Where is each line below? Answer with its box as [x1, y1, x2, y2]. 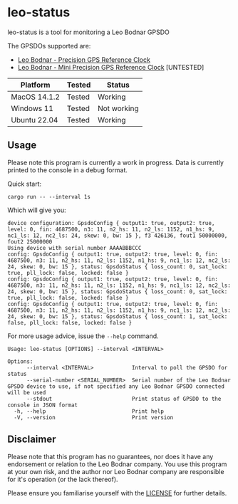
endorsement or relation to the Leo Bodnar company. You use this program [7, 460, 227, 468]
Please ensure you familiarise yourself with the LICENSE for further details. [7, 488, 227, 497]
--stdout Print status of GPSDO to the [26, 395, 222, 402]
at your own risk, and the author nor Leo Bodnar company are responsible [7, 467, 224, 476]
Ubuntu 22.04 [11, 115, 58, 125]
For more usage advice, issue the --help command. [7, 332, 159, 340]
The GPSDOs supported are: [7, 41, 91, 50]
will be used [7, 389, 46, 396]
